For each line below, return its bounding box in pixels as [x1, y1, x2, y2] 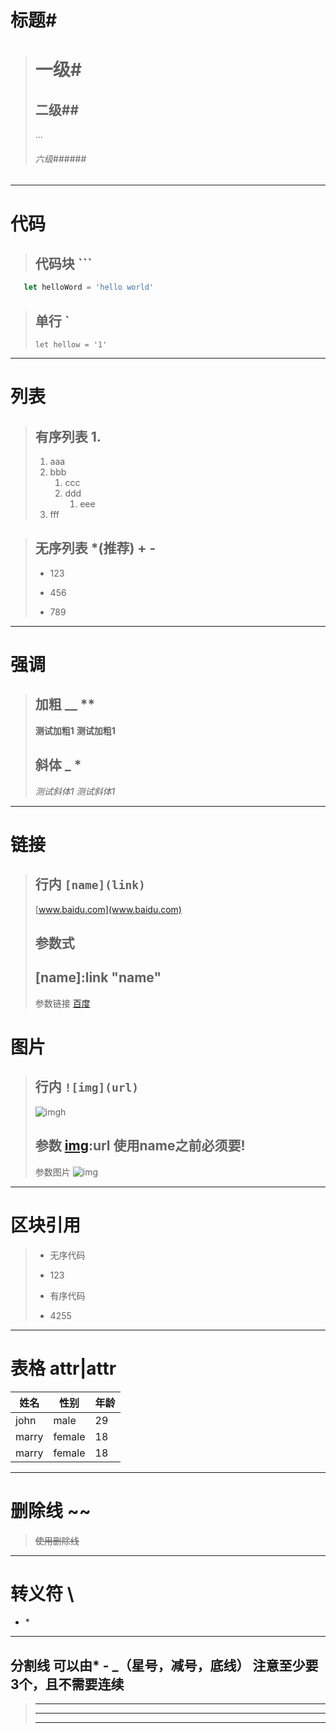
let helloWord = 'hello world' [23, 282, 155, 293]
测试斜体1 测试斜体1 [34, 785, 116, 797]
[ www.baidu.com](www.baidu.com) [34, 903, 182, 915]
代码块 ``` [34, 255, 93, 272]
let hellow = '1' [34, 340, 108, 350]
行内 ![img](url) [34, 1079, 139, 1096]
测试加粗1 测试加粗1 [34, 724, 116, 736]
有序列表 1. [34, 428, 102, 445]
